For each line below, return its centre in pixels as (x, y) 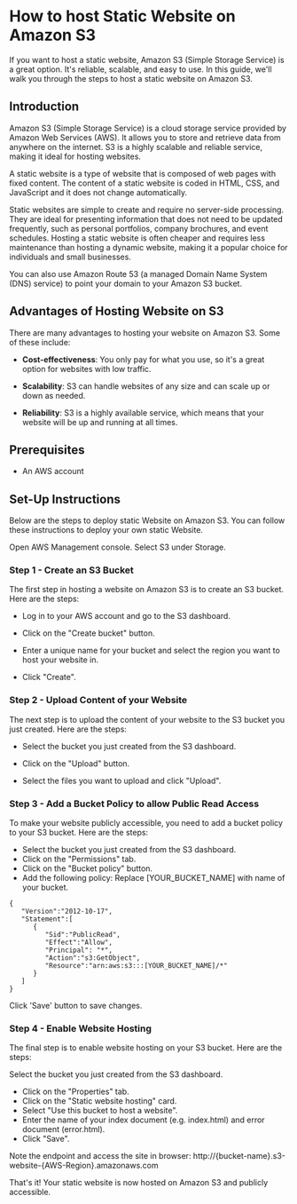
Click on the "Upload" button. (76, 763)
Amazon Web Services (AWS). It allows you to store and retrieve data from (145, 137)
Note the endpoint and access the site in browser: (100, 1156)
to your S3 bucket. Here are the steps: (79, 833)
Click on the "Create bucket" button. (88, 633)
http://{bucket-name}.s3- (239, 1156)
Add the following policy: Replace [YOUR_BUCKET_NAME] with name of (153, 878)
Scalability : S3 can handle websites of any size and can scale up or (146, 386)
